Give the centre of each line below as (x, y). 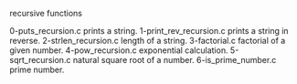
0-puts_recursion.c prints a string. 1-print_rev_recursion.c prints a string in (149, 31)
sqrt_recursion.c (40, 60)
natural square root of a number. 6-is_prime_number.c (175, 60)
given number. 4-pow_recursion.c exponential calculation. (119, 50)
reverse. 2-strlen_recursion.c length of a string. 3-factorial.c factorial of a (148, 41)
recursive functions (46, 13)
